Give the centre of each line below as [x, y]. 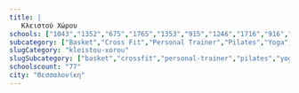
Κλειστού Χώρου [49, 26]
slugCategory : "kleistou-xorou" [69, 50]
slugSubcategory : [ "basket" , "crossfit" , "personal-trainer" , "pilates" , [143, 58]
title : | [25, 17]
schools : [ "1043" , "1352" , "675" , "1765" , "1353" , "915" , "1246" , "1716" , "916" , [149, 34]
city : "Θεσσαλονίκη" [48, 75]
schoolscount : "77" [45, 67]
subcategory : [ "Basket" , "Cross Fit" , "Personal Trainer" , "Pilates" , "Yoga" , [151, 42]
